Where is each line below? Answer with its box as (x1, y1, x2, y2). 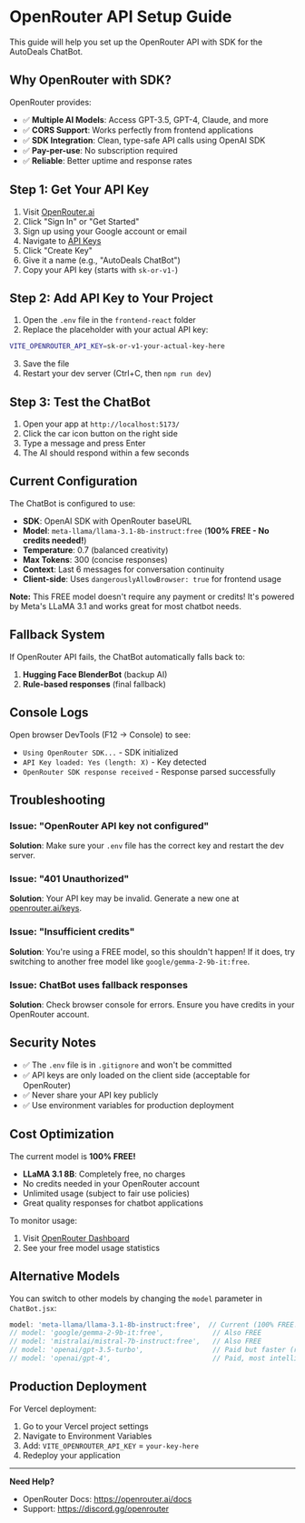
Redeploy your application (22, 1449, 121, 1460)
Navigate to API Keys (22, 235, 102, 246)
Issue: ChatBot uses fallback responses (9, 978, 189, 991)
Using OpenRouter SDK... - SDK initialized (22, 746, 179, 757)
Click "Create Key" (22, 245, 93, 256)
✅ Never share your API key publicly (22, 1089, 159, 1100)
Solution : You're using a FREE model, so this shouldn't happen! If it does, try (9, 946, 295, 957)
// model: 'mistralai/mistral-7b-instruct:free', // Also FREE (9, 1337, 261, 1347)
